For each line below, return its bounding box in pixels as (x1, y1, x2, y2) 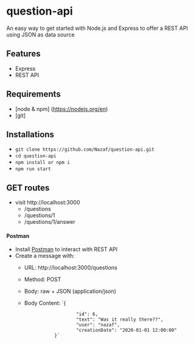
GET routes (6, 182, 50, 193)
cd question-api (15, 153, 57, 159)
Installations (6, 129, 55, 140)
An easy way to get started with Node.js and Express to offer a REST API (6, 24, 189, 32)
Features (6, 49, 41, 59)
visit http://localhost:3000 (15, 199, 80, 206)
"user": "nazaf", (75, 322, 120, 328)
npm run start (15, 166, 51, 172)
